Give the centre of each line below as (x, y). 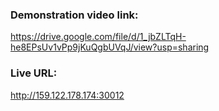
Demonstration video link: (74, 15)
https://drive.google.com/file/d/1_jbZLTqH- (98, 37)
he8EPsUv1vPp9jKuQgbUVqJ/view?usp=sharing (110, 47)
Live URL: (34, 73)
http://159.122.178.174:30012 (67, 95)
